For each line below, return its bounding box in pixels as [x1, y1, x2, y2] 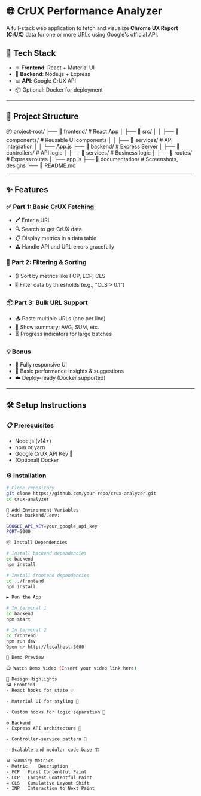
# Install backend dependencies [6, 550, 87, 556]
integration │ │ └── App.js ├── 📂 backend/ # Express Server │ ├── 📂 [6, 143, 181, 150]
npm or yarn [14, 443, 45, 450]
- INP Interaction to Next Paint [6, 786, 95, 792]
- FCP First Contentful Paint [6, 768, 87, 775]
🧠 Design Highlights [6, 676, 58, 682]
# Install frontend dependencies [6, 572, 90, 579]
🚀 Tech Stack [6, 48, 56, 58]
